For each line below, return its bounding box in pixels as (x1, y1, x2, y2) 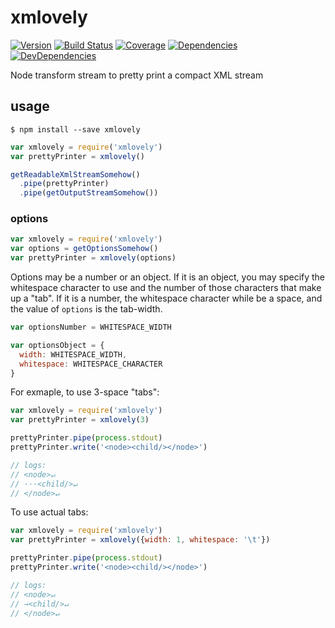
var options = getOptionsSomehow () (10, 244, 159, 254)
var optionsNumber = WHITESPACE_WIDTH (10, 322, 172, 333)
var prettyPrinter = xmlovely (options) (10, 253, 177, 263)
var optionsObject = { (10, 340, 105, 350)
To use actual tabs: (10, 506, 89, 518)
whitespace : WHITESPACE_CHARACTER (19, 359, 163, 369)
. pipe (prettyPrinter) (19, 179, 110, 189)
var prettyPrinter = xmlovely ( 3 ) (10, 415, 150, 425)
